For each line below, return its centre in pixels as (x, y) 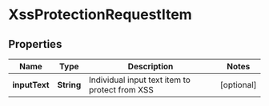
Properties (35, 44)
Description (151, 67)
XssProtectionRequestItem (100, 15)
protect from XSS (122, 90)
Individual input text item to (140, 80)
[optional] (238, 85)
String (69, 85)
